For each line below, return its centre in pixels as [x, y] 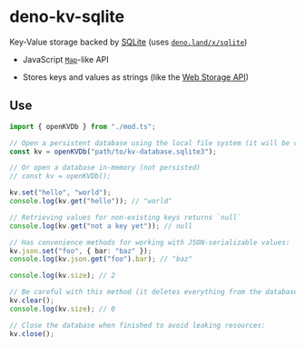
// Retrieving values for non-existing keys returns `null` [126, 217]
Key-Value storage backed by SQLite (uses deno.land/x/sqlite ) [128, 42]
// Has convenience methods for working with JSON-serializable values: [150, 243]
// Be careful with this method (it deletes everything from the [135, 292]
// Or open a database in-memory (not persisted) [105, 168]
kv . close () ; [32, 333]
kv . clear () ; [32, 301]
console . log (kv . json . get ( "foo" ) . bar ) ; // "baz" [101, 259]
